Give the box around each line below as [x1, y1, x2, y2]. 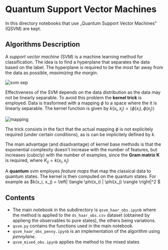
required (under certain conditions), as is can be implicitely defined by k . [5, 131, 156, 137]
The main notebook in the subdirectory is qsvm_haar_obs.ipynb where [12, 207, 156, 213]
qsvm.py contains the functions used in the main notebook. [12, 223, 134, 229]
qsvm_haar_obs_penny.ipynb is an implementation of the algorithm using [12, 228, 160, 234]
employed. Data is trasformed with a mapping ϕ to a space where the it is [5, 100, 157, 106]
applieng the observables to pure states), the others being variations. [12, 218, 156, 224]
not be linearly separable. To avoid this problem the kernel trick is [5, 94, 142, 100]
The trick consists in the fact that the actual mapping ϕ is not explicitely [5, 126, 153, 132]
